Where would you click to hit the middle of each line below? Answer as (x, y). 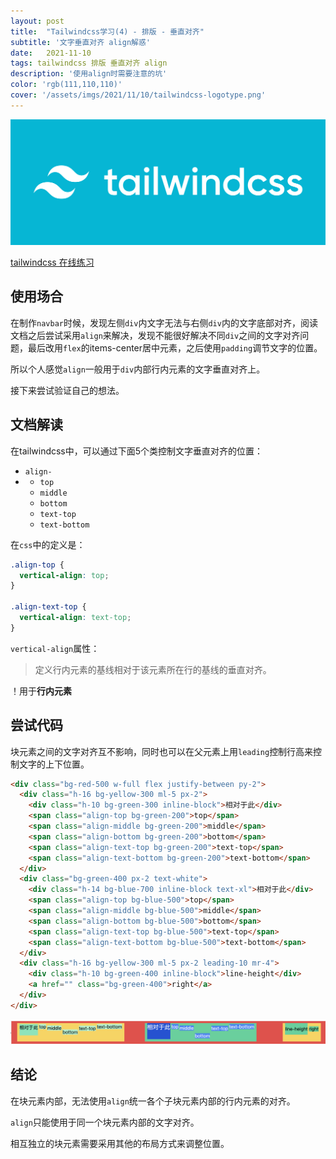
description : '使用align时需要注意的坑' (89, 74)
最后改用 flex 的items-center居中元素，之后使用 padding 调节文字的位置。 (175, 347)
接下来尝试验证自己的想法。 (67, 390)
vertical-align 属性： (55, 648)
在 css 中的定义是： (48, 544)
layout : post (37, 21)
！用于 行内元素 (41, 691)
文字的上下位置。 (54, 764)
